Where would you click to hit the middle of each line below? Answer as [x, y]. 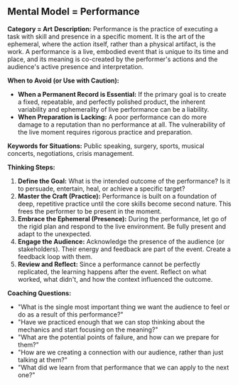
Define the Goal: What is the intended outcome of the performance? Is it [124, 181]
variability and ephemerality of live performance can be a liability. [113, 109]
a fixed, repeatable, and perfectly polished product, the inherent [111, 102]
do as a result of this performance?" [70, 314]
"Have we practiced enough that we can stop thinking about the [111, 322]
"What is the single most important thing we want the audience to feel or [124, 307]
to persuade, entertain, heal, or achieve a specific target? [101, 189]
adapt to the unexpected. [54, 233]
